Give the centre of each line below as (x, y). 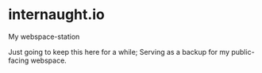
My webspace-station (44, 36)
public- (243, 52)
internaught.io (56, 15)
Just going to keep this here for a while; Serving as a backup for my (119, 52)
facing (19, 60)
